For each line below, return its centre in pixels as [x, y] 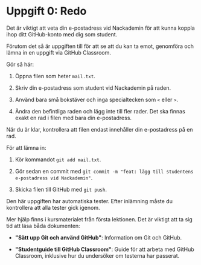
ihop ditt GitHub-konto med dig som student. [62, 34]
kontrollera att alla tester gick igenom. [53, 207]
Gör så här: [20, 64]
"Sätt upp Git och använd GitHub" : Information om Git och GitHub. [98, 237]
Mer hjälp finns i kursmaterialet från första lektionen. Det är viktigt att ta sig [100, 219]
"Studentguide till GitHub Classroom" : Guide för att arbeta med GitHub [104, 249]
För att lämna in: [26, 147]
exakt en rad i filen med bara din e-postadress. [73, 118]
